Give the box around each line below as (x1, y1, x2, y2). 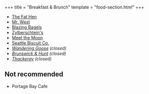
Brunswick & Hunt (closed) (11, 50, 66, 56)
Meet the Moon (11, 35, 43, 41)
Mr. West (11, 19, 30, 25)
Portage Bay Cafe (11, 83, 48, 89)
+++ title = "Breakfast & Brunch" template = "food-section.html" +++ (4, 4, 145, 10)
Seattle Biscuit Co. (11, 40, 50, 46)
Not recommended (4, 70, 63, 79)
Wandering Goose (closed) (11, 46, 67, 51)
